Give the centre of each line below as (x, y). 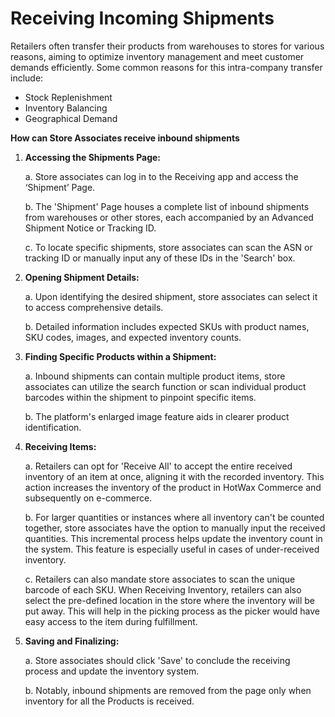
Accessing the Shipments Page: (93, 157)
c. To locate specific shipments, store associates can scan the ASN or (168, 247)
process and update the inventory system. (112, 671)
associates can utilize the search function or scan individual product (165, 386)
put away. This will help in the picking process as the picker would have (172, 611)
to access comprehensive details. (94, 307)
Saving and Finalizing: (72, 641)
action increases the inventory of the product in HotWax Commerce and (173, 487)
